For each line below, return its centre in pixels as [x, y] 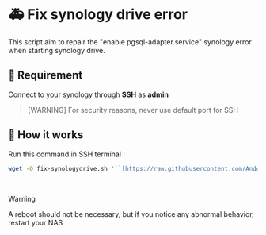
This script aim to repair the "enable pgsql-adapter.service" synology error [130, 42]
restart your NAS [36, 223]
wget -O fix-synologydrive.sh [58, 168]
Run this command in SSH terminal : [66, 154]
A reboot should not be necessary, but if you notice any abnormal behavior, [131, 214]
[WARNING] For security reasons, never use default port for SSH [133, 110]
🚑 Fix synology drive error [98, 15]
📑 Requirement [46, 75]
